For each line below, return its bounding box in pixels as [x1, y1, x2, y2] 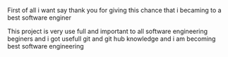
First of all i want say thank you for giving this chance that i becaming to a [7, 6, 222, 14]
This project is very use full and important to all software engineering [7, 27, 208, 35]
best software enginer [7, 13, 72, 22]
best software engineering [7, 42, 85, 50]
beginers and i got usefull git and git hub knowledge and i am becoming [7, 34, 216, 43]
